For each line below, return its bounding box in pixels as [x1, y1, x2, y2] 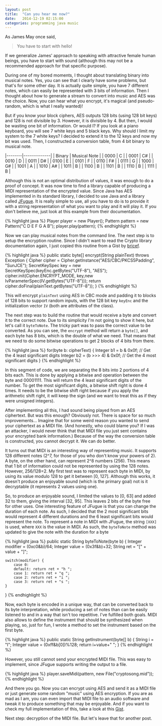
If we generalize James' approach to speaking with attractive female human [5, 53, 156, 59]
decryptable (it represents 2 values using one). [5, 484, 98, 489]
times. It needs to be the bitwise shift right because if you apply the [5, 388, 139, 394]
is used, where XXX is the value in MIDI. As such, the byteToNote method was [5, 524, 156, 530]
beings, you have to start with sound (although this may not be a [5, 58, 133, 63]
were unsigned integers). [5, 398, 55, 404]
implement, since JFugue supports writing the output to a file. [5, 662, 128, 667]
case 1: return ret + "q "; [13, 571, 70, 576]
